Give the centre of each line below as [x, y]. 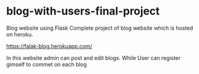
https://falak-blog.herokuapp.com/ [49, 46]
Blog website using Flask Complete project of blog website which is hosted [100, 28]
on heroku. [20, 34]
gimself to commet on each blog [47, 64]
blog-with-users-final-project [83, 11]
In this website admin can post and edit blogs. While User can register [93, 58]
